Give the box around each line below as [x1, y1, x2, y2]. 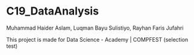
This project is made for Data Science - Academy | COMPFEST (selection [6, 36, 189, 43]
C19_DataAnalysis [6, 4, 99, 18]
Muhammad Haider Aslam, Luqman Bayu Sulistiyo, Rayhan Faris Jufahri [6, 24, 184, 31]
